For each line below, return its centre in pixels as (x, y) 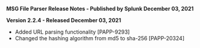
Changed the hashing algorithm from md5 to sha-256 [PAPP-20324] (100, 38)
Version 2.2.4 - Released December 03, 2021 (64, 20)
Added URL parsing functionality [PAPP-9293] (72, 32)
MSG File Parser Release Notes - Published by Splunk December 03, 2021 (100, 9)
